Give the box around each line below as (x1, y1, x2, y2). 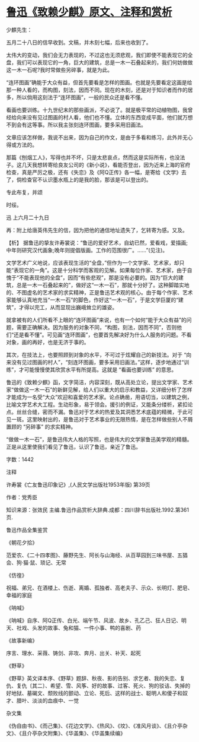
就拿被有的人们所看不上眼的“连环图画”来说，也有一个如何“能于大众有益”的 (6, 316, 187, 324)
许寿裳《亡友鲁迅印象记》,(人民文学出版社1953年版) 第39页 (6, 481, 150, 488)
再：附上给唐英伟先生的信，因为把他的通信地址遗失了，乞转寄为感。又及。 (6, 226, 188, 233)
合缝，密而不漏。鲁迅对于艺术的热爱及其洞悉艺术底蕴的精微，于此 (26, 408, 188, 416)
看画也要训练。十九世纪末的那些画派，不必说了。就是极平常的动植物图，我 (6, 106, 188, 113)
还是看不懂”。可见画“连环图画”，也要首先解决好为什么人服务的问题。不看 (14, 331, 192, 338)
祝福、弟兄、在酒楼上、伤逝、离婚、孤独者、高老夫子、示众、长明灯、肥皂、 (6, 584, 193, 591)
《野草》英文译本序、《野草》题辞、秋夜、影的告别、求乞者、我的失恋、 (6, 674, 180, 681)
